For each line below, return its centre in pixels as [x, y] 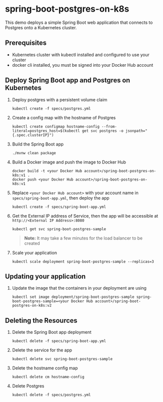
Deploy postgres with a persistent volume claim [60, 100]
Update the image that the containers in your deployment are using [79, 288]
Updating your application [45, 276]
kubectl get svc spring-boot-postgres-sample [59, 229]
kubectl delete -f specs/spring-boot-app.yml [59, 341]
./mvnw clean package [34, 153]
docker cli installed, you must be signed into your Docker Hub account [82, 65]
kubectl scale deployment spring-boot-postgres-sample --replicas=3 [83, 261]
